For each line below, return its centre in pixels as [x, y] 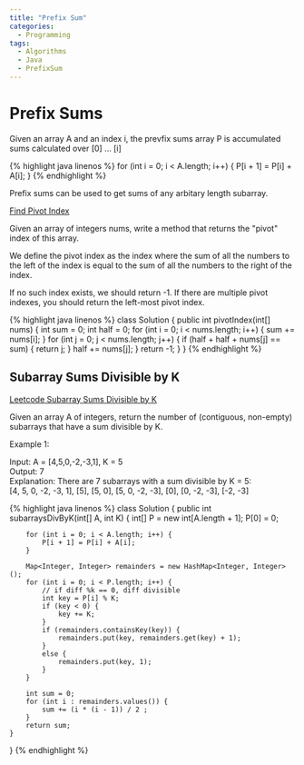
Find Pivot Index [39, 211]
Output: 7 [27, 471]
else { [54, 654]
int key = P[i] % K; [81, 598]
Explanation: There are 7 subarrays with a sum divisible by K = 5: [131, 481]
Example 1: [29, 444]
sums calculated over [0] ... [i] [65, 148]
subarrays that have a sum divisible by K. [86, 426]
